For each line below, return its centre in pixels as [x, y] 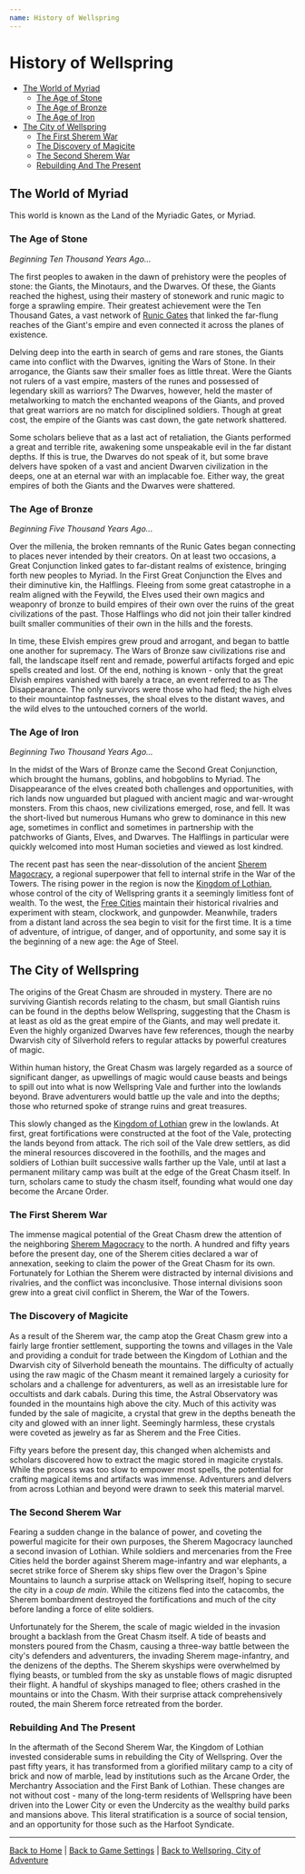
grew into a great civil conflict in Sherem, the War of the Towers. [129, 1293]
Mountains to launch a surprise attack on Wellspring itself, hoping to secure [151, 1580]
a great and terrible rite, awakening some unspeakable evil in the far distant [151, 447]
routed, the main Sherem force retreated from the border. [116, 1703]
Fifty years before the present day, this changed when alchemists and [140, 1450]
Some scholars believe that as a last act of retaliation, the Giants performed [150, 437]
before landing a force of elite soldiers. [82, 1609]
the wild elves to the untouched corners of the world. [109, 709]
